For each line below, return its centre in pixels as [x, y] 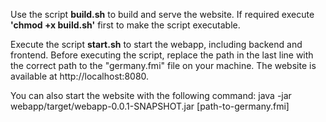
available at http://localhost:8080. [80, 76]
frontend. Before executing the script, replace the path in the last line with [162, 55]
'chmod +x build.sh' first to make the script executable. [125, 25]
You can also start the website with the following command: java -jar [151, 95]
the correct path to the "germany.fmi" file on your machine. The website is [163, 65]
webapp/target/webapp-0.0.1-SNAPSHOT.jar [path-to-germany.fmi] [150, 106]
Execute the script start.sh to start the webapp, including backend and [156, 44]
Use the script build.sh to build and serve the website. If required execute [162, 14]
